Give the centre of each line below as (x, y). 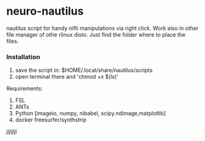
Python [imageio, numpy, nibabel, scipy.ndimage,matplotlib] (90, 114)
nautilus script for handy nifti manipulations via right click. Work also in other (103, 28)
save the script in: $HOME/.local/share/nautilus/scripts (84, 70)
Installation (23, 57)
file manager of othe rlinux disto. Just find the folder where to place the (96, 34)
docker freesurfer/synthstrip (51, 120)
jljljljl (12, 132)
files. (13, 41)
